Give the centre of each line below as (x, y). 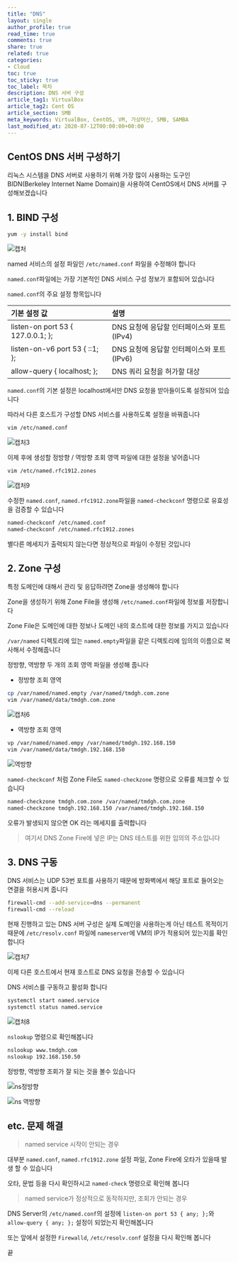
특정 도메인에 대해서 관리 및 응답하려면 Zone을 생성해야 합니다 (93, 587)
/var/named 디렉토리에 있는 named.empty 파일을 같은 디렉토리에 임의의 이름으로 (115, 641)
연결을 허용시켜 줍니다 (38, 889)
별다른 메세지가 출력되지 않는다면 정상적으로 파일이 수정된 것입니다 (99, 543)
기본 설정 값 (29, 313)
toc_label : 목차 (30, 87)
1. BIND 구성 (33, 217)
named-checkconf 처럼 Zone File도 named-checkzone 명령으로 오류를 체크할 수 (114, 779)
